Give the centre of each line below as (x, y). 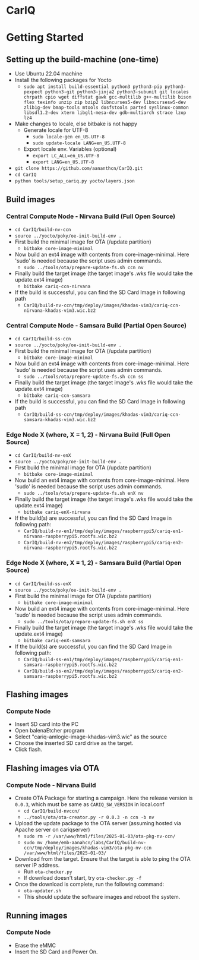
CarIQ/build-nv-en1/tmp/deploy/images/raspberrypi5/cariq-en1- (104, 531)
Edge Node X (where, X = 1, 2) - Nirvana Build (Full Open (88, 435)
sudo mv (33, 843)
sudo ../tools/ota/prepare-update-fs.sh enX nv (83, 494)
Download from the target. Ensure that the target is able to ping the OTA (103, 859)
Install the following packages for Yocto (63, 80)
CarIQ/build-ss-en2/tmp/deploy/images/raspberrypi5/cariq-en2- (104, 671)
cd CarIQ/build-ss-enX (43, 584)
